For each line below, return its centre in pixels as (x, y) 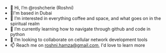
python (17, 34)
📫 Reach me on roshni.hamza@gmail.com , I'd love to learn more (77, 45)
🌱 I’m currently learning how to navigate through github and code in (80, 29)
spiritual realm (25, 23)
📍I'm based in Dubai (31, 13)
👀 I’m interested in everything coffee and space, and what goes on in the (86, 18)
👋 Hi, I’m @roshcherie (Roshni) (42, 8)
